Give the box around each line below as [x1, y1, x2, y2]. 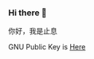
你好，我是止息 [8, 26, 57, 36]
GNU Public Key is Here [8, 42, 86, 52]
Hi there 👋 [8, 7, 48, 18]
